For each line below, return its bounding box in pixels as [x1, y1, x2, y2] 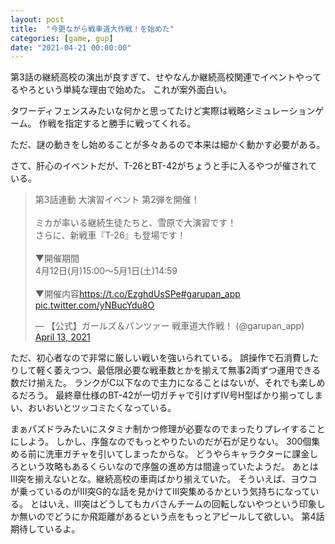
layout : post [10, 14, 65, 25]
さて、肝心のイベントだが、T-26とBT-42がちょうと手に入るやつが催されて [10, 160, 318, 172]
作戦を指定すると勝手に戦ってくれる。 [38, 117, 197, 130]
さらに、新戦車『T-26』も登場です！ [34, 229, 187, 241]
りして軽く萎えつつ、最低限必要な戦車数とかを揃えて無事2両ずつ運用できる [10, 364, 322, 376]
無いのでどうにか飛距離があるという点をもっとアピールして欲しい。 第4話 [18, 511, 325, 523]
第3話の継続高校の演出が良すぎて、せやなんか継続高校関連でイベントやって [10, 71, 322, 83]
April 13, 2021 [34, 331, 91, 343]
